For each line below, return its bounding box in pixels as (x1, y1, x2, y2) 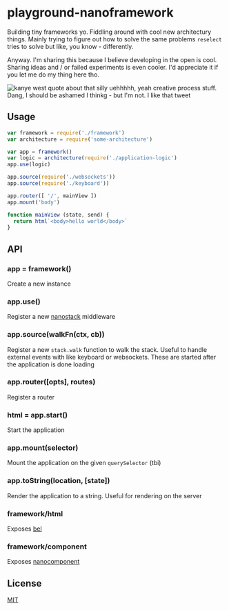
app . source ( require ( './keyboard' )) (7, 180, 110, 187)
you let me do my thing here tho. (7, 70, 100, 79)
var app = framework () (7, 148, 72, 155)
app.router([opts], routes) (7, 377, 96, 387)
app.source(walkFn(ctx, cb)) (7, 330, 105, 340)
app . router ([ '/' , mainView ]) (7, 192, 97, 199)
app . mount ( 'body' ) (7, 199, 60, 206)
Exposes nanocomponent (7, 558, 80, 566)
